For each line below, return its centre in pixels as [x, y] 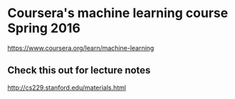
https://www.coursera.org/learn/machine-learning [81, 48]
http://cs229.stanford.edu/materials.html [67, 88]
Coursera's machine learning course [118, 13]
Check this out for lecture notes [79, 70]
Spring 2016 [44, 28]
